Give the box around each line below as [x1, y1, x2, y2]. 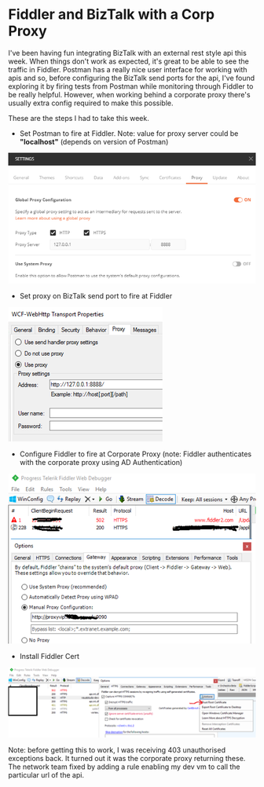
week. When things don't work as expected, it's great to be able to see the [8, 57, 249, 66]
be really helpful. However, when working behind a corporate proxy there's [8, 90, 251, 99]
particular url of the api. [8, 771, 85, 780]
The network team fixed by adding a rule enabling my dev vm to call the [8, 762, 241, 771]
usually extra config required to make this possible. [8, 98, 174, 108]
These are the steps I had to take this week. [8, 113, 149, 123]
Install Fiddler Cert [19, 651, 80, 661]
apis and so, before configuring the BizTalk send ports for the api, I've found [8, 73, 255, 82]
